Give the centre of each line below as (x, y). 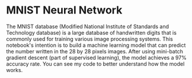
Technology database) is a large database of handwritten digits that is (91, 32)
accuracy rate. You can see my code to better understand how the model (95, 64)
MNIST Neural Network (64, 10)
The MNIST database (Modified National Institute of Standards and (87, 26)
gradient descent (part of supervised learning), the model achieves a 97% (96, 57)
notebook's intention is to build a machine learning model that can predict (96, 45)
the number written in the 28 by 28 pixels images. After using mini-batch (95, 51)
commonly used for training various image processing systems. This (89, 39)
